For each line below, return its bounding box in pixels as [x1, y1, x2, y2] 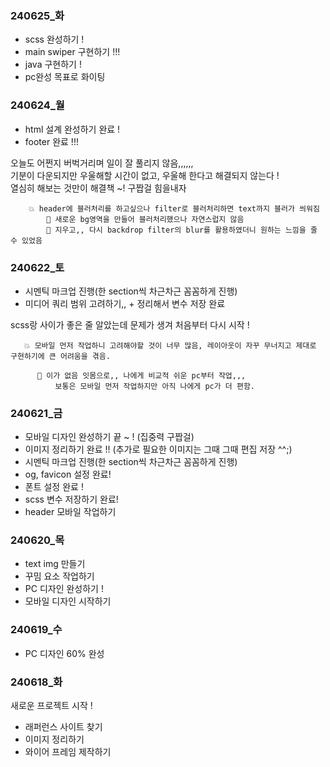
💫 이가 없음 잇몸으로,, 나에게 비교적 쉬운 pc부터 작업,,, [36, 370, 247, 381]
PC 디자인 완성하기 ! [24, 583, 104, 595]
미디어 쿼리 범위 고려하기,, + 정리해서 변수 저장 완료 [24, 297, 226, 309]
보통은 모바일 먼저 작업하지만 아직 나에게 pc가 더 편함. [54, 381, 256, 391]
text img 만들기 [24, 558, 86, 570]
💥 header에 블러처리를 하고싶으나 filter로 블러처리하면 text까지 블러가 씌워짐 [28, 203, 320, 214]
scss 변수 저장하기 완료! [24, 493, 119, 506]
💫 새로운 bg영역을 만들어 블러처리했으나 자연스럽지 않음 [46, 214, 245, 224]
